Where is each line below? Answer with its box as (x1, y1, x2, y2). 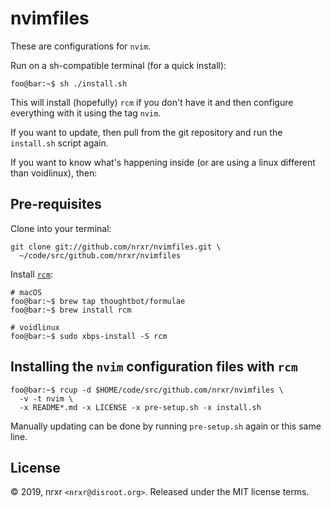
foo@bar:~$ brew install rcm (10, 305, 132, 315)
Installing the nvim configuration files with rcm (10, 358, 298, 376)
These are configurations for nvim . (10, 40, 152, 52)
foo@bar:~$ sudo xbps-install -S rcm (10, 331, 168, 341)
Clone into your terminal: (10, 222, 112, 234)
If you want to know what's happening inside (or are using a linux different (10, 156, 316, 168)
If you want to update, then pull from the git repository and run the (10, 126, 283, 138)
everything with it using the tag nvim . (10, 107, 162, 119)
